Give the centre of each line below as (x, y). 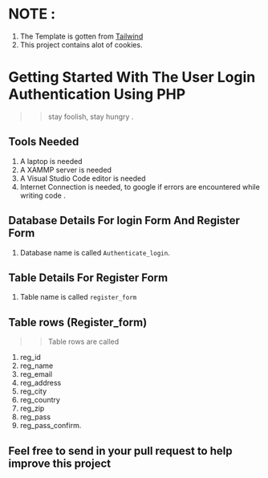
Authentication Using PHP (97, 94)
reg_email (36, 374)
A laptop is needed (51, 161)
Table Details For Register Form (88, 278)
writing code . (43, 195)
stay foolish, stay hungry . (91, 116)
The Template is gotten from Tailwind (81, 36)
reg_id (30, 357)
